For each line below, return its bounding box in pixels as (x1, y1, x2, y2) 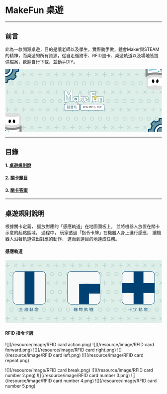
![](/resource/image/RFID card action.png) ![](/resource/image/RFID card (5, 341, 154, 347)
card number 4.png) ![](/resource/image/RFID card (53, 378, 157, 384)
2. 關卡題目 (5, 175, 28, 181)
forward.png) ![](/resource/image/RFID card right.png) (5, 347, 116, 353)
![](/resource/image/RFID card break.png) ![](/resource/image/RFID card (5, 367, 153, 373)
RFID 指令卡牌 (5, 330, 34, 336)
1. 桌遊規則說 (5, 163, 31, 169)
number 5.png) (5, 383, 36, 389)
